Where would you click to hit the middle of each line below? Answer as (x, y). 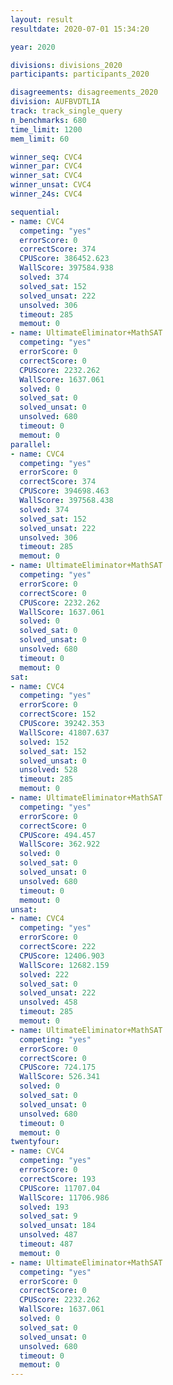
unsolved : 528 (48, 770)
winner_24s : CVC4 (46, 194)
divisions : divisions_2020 (66, 65)
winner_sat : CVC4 (46, 176)
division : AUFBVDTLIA (55, 102)
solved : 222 (44, 974)
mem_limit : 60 (40, 139)
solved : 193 (44, 1207)
